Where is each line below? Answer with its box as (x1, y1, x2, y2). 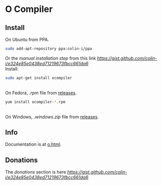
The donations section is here (5, 169, 66, 175)
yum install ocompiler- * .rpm (5, 99, 66, 104)
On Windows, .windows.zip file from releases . (5, 114, 99, 120)
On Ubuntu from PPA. (5, 36, 49, 42)
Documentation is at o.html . (5, 141, 62, 148)
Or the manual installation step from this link (5, 55, 96, 61)
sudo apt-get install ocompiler (5, 75, 72, 80)
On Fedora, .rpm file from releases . (5, 90, 77, 96)
